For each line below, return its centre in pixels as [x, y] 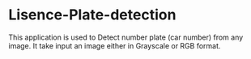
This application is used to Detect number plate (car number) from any [126, 37]
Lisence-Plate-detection [92, 15]
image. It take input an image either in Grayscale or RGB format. [115, 45]
